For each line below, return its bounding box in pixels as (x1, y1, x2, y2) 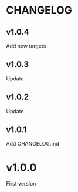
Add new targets (6, 42, 46, 49)
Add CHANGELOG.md (6, 140, 59, 147)
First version (6, 180, 36, 187)
